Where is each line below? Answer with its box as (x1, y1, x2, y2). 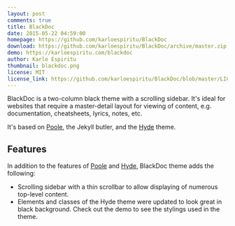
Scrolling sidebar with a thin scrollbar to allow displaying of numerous (17, 183, 218, 191)
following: (7, 169, 36, 178)
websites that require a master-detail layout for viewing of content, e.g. (7, 102, 212, 111)
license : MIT (7, 69, 45, 76)
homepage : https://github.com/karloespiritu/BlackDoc (7, 36, 168, 43)
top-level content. (17, 190, 69, 199)
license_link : (7, 75, 49, 83)
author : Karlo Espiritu (7, 56, 77, 63)
